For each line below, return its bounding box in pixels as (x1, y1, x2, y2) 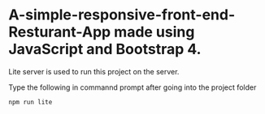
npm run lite (8, 98, 53, 106)
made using (113, 23, 195, 41)
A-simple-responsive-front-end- (8, 6, 236, 24)
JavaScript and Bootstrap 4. (8, 40, 202, 58)
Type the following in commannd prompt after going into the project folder (8, 82, 257, 92)
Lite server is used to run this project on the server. (8, 66, 180, 76)
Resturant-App (8, 23, 111, 41)
